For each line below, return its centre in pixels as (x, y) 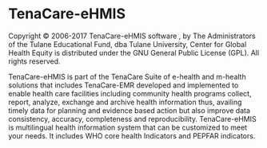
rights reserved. (35, 61)
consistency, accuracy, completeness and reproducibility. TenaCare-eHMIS (133, 119)
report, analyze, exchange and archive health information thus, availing (125, 102)
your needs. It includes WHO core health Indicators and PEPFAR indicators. (132, 135)
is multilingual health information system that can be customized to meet (128, 127)
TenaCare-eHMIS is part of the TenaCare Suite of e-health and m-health (127, 76)
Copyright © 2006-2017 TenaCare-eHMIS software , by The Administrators (132, 36)
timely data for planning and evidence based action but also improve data (129, 110)
